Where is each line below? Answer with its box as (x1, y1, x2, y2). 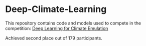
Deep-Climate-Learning (5, 3, 107, 15)
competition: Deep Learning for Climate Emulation (5, 25, 108, 31)
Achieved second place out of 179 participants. (5, 35, 103, 41)
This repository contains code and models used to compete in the (5, 20, 141, 26)
